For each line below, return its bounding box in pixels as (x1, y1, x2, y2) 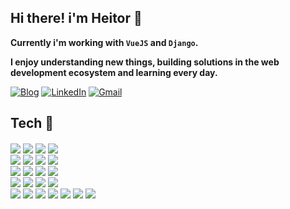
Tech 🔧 (10, 115, 55, 132)
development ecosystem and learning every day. (10, 66, 218, 78)
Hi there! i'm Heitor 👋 (10, 10, 143, 27)
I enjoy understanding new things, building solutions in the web (10, 56, 280, 68)
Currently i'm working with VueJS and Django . (10, 36, 199, 48)
